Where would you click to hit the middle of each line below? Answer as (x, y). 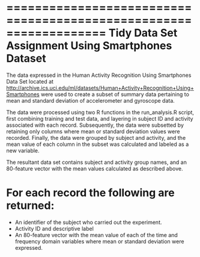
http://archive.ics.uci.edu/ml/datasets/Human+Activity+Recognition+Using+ (100, 88)
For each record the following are (91, 193)
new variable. (23, 150)
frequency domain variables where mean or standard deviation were (99, 241)
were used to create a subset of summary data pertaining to (115, 94)
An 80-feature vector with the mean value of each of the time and (96, 235)
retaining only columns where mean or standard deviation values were (93, 131)
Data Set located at (30, 81)
